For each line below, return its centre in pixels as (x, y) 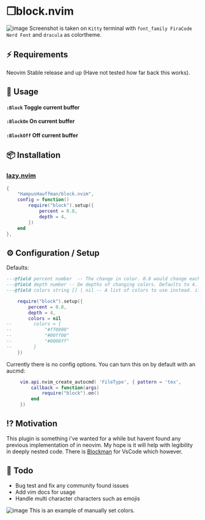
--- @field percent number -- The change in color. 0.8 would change (97, 279)
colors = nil (45, 318)
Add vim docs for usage (45, 492)
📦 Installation (34, 155)
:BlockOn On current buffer (41, 121)
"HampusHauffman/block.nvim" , (56, 194)
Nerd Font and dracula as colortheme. (54, 34)
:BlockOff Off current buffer (42, 135)
